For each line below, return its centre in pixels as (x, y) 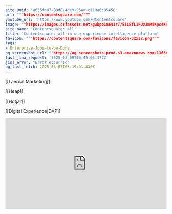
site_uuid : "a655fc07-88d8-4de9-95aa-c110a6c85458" (61, 10)
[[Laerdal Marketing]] (28, 82)
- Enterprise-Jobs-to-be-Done (38, 48)
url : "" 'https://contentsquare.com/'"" (48, 15)
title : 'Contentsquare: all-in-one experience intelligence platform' (82, 34)
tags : (11, 43)
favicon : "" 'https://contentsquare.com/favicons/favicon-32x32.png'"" (82, 39)
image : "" (16, 24)
